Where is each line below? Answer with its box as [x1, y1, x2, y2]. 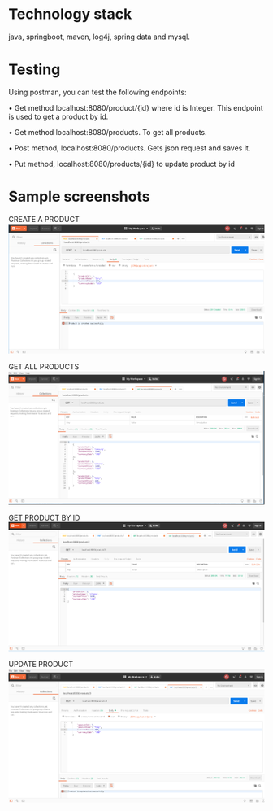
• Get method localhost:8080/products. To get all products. [8, 127, 207, 137]
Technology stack [8, 5, 132, 24]
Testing [8, 60, 61, 79]
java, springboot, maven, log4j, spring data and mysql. [8, 32, 191, 41]
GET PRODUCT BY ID [8, 513, 80, 523]
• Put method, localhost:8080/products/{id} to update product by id [8, 159, 236, 168]
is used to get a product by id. [8, 111, 109, 121]
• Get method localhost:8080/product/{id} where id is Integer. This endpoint [8, 102, 263, 112]
